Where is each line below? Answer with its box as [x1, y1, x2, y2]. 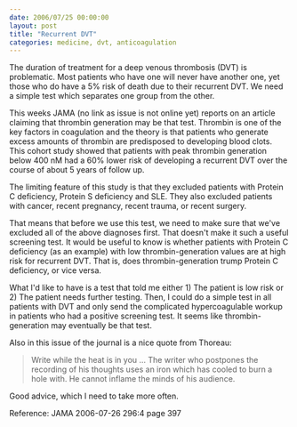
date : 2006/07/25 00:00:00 [9, 12, 109, 22]
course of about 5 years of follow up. [9, 165, 145, 175]
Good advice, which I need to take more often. [9, 391, 180, 401]
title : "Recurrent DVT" [9, 29, 98, 38]
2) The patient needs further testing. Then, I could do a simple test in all [9, 292, 272, 302]
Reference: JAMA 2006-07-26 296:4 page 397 [9, 408, 182, 419]
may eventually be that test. [50, 320, 153, 331]
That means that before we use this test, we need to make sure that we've [9, 218, 281, 229]
